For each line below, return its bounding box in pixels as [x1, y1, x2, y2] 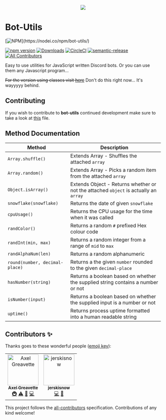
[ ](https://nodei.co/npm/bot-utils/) [5, 38, 90, 44]
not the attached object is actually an [70, 187, 157, 193]
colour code [70, 228, 98, 235]
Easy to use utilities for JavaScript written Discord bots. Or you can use [5, 62, 150, 68]
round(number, [7, 260, 41, 265]
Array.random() [7, 170, 43, 176]
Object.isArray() [7, 187, 48, 192]
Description [100, 144, 128, 151]
